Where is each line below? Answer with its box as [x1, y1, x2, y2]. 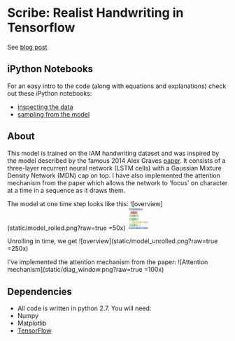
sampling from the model [17, 110, 90, 118]
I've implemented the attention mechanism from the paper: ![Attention [7, 258, 208, 266]
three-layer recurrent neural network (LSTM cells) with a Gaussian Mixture [7, 164, 222, 172]
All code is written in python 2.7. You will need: [17, 304, 152, 312]
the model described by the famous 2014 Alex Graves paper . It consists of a [7, 156, 226, 165]
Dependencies [7, 285, 72, 298]
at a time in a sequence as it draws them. [7, 186, 126, 194]
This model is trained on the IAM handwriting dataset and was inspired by [7, 149, 220, 157]
